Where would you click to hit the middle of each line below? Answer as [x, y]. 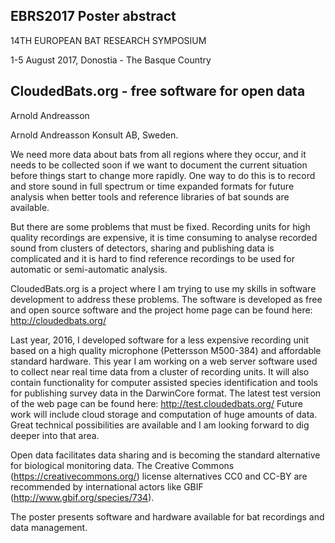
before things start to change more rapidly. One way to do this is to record [163, 175]
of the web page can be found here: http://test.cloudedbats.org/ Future [157, 403]
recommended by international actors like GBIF [107, 486]
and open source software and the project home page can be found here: [161, 310]
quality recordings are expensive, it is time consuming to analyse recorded [164, 237]
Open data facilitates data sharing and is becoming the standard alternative [165, 455]
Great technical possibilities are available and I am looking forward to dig [160, 425]
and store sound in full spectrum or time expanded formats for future [152, 186]
